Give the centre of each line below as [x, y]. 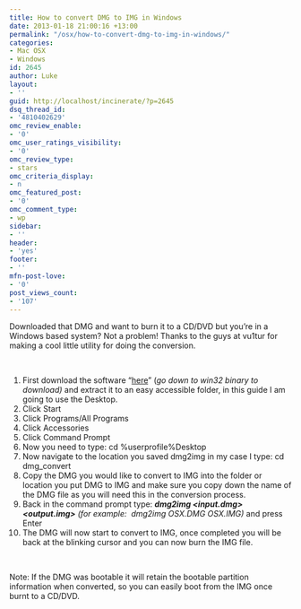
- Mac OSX [28, 51]
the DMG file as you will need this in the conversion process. [134, 495]
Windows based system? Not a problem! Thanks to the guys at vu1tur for [143, 336]
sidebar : [26, 226]
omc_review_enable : [46, 126]
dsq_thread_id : [38, 109]
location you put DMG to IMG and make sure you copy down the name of [157, 485]
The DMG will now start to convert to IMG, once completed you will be [152, 533]
